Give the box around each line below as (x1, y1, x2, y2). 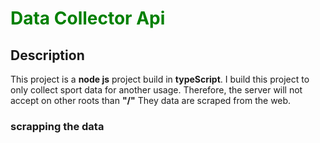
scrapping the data (10, 119, 105, 133)
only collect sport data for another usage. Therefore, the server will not (10, 84, 303, 96)
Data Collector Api (10, 7, 166, 30)
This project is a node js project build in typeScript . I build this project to (10, 73, 310, 85)
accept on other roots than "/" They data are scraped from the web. (10, 95, 292, 106)
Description (10, 47, 85, 64)
